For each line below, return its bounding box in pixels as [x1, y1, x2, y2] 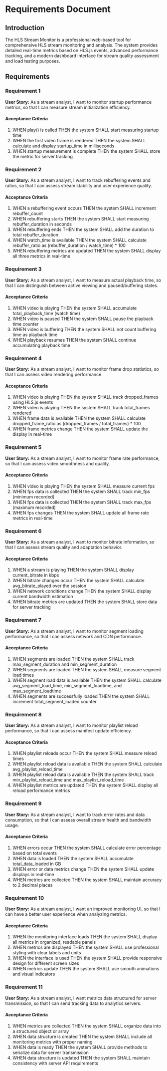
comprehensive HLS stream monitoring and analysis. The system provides [5, 42, 158, 48]
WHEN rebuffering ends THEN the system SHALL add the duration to [12, 226, 155, 232]
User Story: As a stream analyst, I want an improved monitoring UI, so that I [5, 906, 161, 912]
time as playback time [12, 332, 58, 338]
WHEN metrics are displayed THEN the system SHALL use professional [12, 944, 159, 950]
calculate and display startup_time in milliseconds [12, 143, 115, 149]
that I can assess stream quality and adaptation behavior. [5, 545, 123, 551]
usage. [5, 822, 19, 828]
